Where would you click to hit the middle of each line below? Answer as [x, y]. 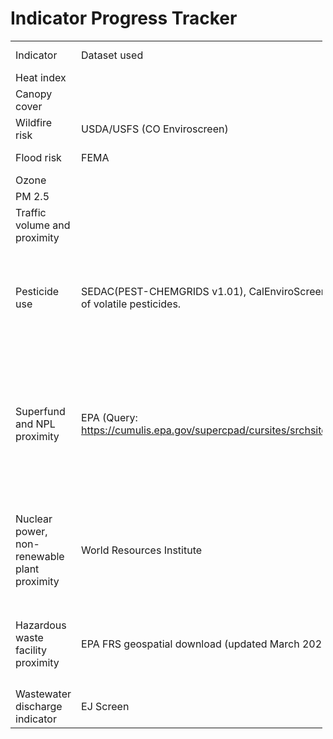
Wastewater [43, 694]
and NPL [35, 424]
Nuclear [34, 519]
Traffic [31, 212]
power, [31, 531]
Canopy [34, 94]
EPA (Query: [109, 417]
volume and [43, 225]
